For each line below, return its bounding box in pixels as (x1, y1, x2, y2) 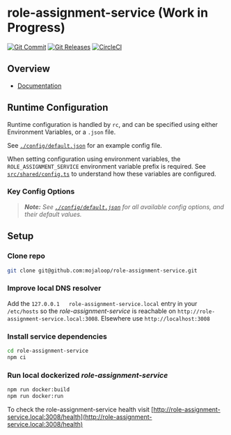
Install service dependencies (7, 331, 108, 341)
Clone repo (7, 251, 45, 261)
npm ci (7, 353, 26, 360)
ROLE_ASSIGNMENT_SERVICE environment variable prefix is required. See (7, 162, 207, 170)
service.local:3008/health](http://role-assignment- (7, 413, 152, 421)
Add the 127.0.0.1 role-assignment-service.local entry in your (7, 299, 198, 307)
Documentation (17, 82, 62, 90)
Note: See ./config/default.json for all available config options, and (24, 202, 225, 211)
